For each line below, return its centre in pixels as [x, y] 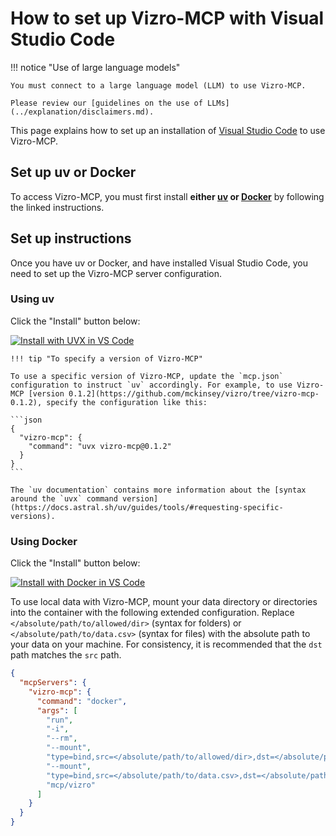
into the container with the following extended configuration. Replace [152, 613]
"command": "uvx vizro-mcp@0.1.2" [100, 446]
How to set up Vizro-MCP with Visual [167, 18]
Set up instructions [71, 238]
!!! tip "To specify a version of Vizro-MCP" [106, 358]
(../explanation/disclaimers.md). [82, 112]
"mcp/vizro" [71, 785]
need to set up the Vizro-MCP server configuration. [116, 273]
